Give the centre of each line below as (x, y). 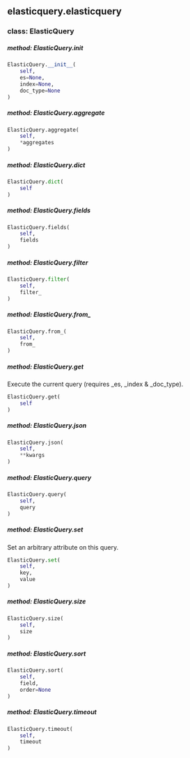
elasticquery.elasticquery (64, 11)
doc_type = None (40, 91)
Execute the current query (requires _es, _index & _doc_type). (95, 384)
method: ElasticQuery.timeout (52, 712)
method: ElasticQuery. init (45, 47)
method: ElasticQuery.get (46, 366)
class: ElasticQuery (41, 31)
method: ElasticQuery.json (47, 426)
